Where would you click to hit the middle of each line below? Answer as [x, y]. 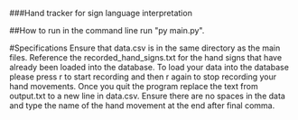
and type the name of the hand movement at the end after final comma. [142, 106]
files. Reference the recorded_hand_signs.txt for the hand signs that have [146, 57]
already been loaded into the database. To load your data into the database [149, 67]
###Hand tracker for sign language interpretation [101, 13]
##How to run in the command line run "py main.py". [107, 30]
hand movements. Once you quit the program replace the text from [134, 86]
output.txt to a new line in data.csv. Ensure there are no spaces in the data [148, 96]
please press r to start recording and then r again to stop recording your [143, 77]
